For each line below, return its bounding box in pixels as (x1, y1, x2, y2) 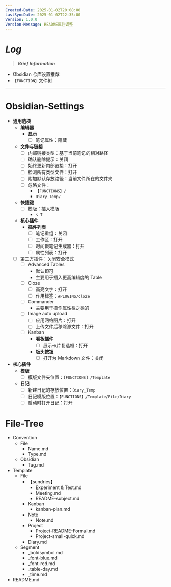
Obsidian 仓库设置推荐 (12, 71, 60, 77)
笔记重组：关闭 (35, 230, 67, 236)
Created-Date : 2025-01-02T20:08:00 (5, 7, 81, 13)
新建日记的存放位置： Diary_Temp (27, 386, 96, 393)
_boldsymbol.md (27, 549, 63, 555)
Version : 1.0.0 (5, 17, 38, 22)
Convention (12, 434, 37, 441)
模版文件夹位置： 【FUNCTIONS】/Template (27, 374, 111, 380)
